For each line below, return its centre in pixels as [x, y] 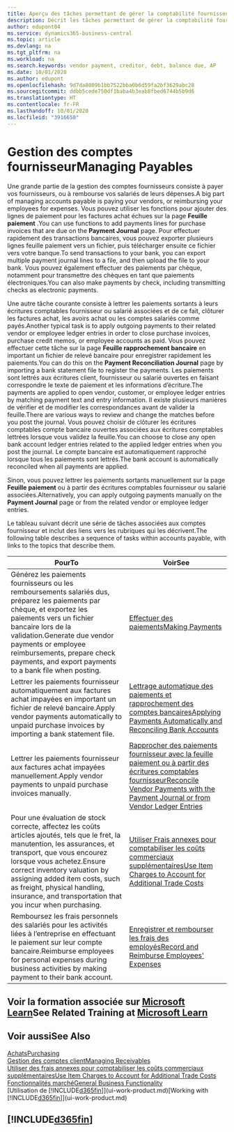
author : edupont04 [34, 27]
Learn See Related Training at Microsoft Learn [108, 1012]
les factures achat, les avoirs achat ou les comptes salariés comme [103, 318]
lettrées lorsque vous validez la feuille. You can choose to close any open [111, 437]
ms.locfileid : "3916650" [43, 117]
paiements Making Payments [175, 626]
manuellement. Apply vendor [57, 776]
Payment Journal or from [170, 797]
